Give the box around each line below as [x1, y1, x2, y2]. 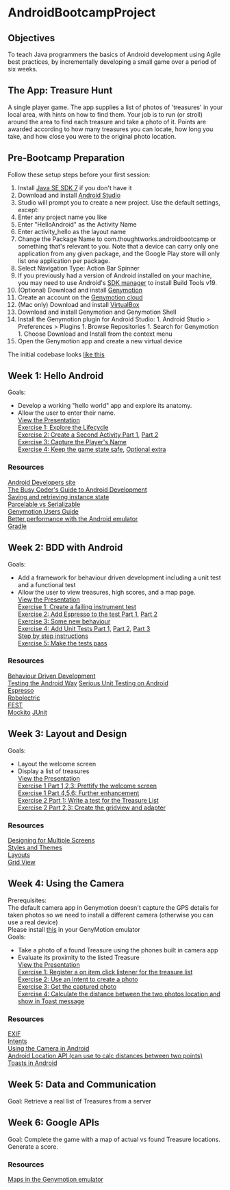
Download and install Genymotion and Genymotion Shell [17, 308, 177, 316]
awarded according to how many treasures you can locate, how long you [8, 125, 214, 133]
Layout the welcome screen [17, 759, 97, 768]
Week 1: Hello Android [8, 370, 104, 382]
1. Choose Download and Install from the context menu [17, 330, 172, 338]
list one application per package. [17, 256, 110, 265]
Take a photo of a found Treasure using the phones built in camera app [17, 946, 218, 954]
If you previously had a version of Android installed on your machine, [17, 271, 212, 279]
